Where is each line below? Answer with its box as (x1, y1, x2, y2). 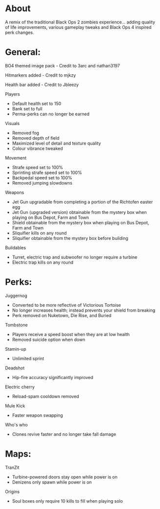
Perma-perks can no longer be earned (12, 111, 90, 117)
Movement (5, 155, 27, 161)
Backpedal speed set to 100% (12, 174, 72, 181)
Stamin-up (5, 346, 26, 352)
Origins (5, 488, 20, 494)
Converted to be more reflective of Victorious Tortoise (12, 302, 121, 308)
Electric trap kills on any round (12, 259, 74, 265)
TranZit (5, 465, 20, 470)
